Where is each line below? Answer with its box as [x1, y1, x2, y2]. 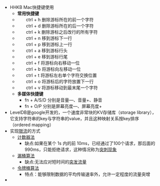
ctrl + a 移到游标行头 [26, 47, 68, 53]
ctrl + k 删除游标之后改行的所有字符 [26, 29, 98, 35]
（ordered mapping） [9, 122, 54, 128]
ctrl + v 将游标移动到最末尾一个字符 [26, 85, 98, 91]
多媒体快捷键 [17, 91, 43, 96]
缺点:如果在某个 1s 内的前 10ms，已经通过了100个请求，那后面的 [24, 140, 156, 146]
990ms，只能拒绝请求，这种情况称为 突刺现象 [24, 146, 117, 152]
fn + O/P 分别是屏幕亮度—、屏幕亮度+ [24, 103, 102, 109]
